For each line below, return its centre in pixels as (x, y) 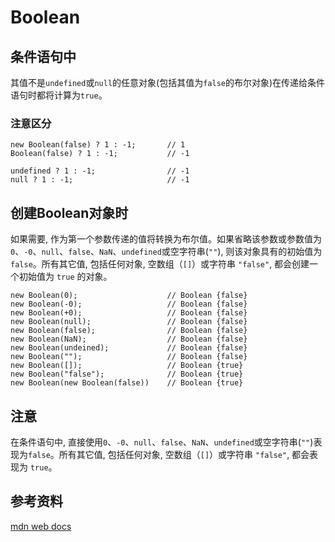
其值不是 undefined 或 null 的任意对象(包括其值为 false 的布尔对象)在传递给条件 (168, 82)
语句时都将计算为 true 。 (59, 95)
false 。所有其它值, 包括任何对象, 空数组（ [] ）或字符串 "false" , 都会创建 (160, 264)
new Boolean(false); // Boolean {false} (129, 331)
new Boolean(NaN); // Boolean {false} (129, 339)
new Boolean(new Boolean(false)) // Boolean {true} (127, 383)
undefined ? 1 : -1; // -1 (100, 171)
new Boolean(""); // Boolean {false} (129, 357)
